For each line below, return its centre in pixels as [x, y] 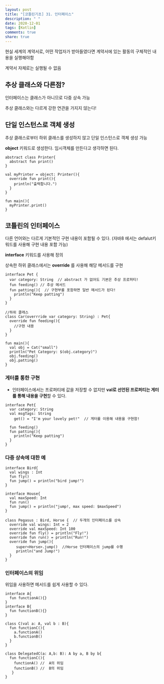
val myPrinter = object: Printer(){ [42, 174]
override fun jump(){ [32, 542]
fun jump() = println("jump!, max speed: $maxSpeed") [65, 506]
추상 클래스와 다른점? [35, 85]
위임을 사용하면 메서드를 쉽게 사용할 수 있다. [47, 585]
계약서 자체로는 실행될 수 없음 [33, 68]
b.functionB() [28, 637]
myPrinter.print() [28, 205]
